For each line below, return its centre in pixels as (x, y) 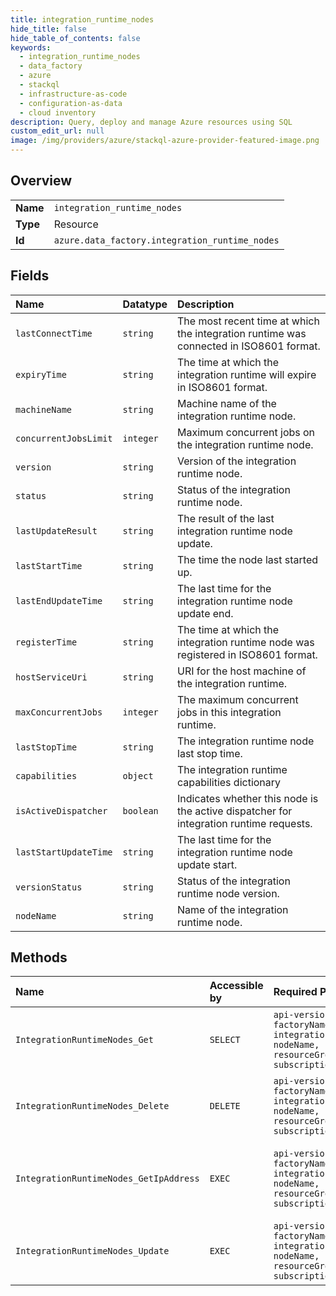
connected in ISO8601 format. (249, 346)
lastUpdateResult (56, 530)
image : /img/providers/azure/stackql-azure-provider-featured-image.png (165, 141)
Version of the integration (237, 461)
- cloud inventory (58, 112)
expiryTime (41, 374)
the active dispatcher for (235, 811)
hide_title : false (48, 29)
